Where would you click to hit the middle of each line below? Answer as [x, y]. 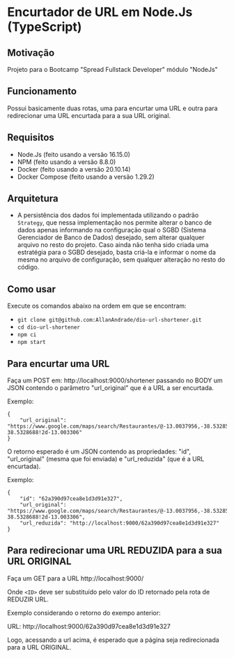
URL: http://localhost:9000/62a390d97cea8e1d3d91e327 [89, 626]
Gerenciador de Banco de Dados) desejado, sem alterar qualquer [111, 237]
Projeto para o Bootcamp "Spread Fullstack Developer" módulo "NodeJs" [112, 69]
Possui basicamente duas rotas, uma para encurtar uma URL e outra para [112, 108]
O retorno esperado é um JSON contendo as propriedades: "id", [99, 451]
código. [28, 267]
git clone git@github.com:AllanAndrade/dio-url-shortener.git [109, 320]
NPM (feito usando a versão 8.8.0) [67, 162]
